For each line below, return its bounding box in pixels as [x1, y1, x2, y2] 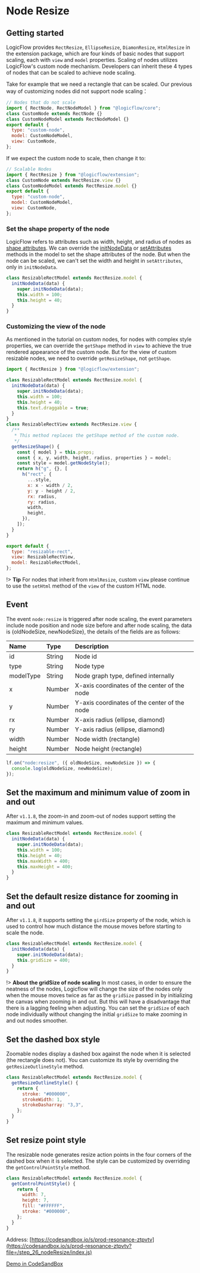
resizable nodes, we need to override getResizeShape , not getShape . [6, 355, 171, 362]
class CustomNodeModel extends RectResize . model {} [6, 183, 137, 189]
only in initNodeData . [6, 263, 58, 271]
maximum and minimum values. [6, 819, 84, 826]
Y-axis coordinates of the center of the [74, 698, 185, 707]
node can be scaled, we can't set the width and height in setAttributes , [6, 257, 183, 265]
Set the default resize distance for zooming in [6, 891, 179, 901]
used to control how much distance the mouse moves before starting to [6, 923, 182, 930]
